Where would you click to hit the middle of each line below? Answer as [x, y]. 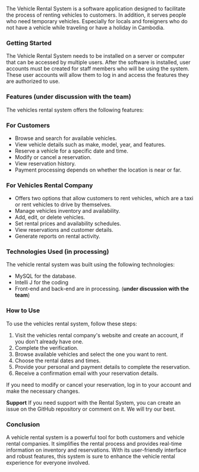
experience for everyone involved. [48, 463]
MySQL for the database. [45, 276]
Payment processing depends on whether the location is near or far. [98, 170]
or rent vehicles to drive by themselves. [63, 204]
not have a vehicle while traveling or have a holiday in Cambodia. [86, 27]
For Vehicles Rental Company [50, 185]
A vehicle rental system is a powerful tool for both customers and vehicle [95, 437]
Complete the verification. [47, 347]
